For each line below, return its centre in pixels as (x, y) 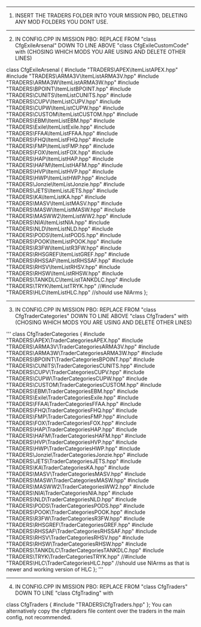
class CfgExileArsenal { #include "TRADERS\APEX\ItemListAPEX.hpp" (92, 70)
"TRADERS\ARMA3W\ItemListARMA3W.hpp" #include (73, 82)
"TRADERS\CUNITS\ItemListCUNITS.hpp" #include (69, 95)
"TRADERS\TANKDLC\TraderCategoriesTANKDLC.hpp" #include (85, 550)
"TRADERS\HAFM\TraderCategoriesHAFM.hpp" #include (76, 436)
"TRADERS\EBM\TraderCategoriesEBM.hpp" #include (72, 391)
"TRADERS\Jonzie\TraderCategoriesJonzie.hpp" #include (77, 455)
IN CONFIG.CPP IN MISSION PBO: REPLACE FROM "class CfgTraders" (101, 587)
